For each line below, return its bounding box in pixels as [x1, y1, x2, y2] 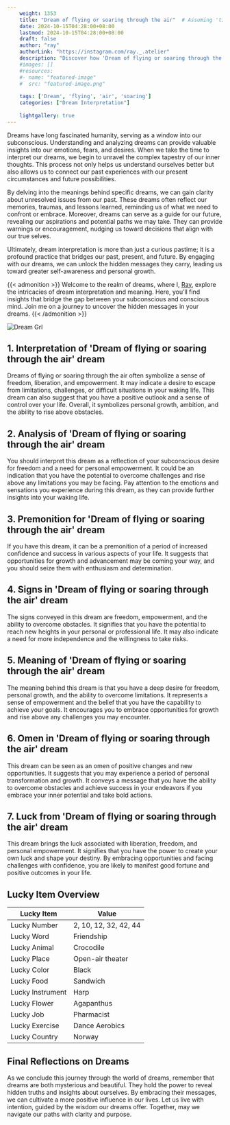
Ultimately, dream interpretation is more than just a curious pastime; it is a [7, 245, 215, 253]
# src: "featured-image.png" [19, 80, 106, 87]
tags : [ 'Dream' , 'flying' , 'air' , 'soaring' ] [19, 93, 152, 100]
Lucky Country [10, 1032, 58, 1042]
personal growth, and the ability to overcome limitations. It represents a [7, 691, 208, 699]
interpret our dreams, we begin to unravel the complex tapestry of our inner [7, 152, 220, 161]
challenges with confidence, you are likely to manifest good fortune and [7, 861, 210, 870]
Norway [73, 1032, 99, 1042]
